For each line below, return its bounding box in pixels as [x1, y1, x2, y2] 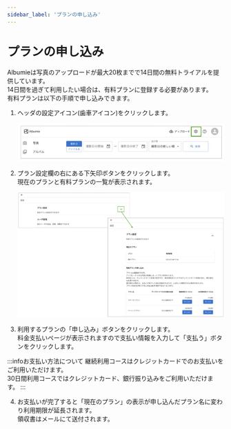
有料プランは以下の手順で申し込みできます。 [7, 94, 134, 102]
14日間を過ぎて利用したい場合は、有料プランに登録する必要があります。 [7, 85, 212, 93]
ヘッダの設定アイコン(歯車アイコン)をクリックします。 [17, 108, 172, 117]
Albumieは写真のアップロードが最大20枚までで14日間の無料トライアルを [7, 68, 214, 76]
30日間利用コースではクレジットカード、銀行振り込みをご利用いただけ [7, 375, 208, 383]
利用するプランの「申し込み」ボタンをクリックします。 [17, 325, 174, 334]
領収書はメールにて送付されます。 [17, 415, 114, 423]
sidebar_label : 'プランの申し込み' [7, 11, 101, 18]
